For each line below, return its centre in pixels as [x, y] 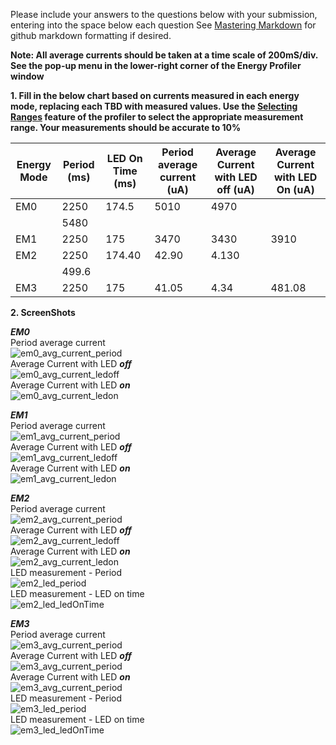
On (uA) [295, 189]
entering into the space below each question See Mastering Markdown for [163, 25]
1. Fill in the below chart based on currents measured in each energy [155, 95]
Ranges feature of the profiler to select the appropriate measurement [157, 117]
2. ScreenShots [43, 312]
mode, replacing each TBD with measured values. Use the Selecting [154, 106]
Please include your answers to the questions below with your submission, [164, 14]
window [27, 76]
